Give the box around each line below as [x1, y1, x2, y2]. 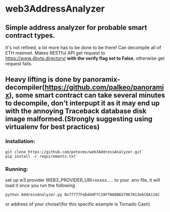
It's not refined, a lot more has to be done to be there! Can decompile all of [5, 45, 161, 51]
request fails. [5, 61, 33, 66]
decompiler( [5, 83, 45, 92]
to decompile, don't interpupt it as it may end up [5, 99, 160, 108]
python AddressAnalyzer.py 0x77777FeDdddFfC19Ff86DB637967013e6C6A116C [5, 192, 160, 197]
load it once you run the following [5, 182, 75, 188]
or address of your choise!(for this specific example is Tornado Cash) [5, 201, 151, 207]
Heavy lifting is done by [5, 75, 81, 84]
